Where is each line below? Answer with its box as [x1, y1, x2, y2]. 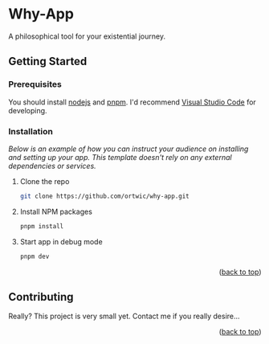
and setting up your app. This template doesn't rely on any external [8, 152, 232, 162]
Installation [8, 125, 54, 137]
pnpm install [19, 222, 64, 230]
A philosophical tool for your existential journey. [8, 31, 166, 41]
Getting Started [8, 55, 88, 68]
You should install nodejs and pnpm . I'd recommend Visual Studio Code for [8, 97, 257, 107]
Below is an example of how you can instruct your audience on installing [8, 144, 249, 154]
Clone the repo [19, 176, 70, 186]
